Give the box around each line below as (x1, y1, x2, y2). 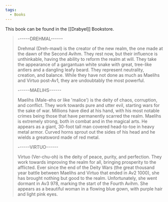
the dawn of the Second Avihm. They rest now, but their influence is (17, 51, 158, 57)
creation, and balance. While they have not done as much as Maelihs (17, 72, 160, 78)
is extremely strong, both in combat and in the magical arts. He (17, 118, 148, 124)
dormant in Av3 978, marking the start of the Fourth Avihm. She (17, 180, 148, 186)
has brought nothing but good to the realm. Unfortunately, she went (17, 175, 157, 181)
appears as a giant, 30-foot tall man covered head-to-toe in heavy (17, 124, 154, 130)
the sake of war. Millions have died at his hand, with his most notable (17, 108, 159, 114)
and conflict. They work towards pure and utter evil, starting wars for (17, 102, 160, 108)
